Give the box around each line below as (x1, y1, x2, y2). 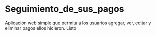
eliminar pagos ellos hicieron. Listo (5, 25, 76, 31)
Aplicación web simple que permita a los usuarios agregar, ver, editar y (5, 20, 151, 26)
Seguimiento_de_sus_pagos (5, 3, 124, 15)
